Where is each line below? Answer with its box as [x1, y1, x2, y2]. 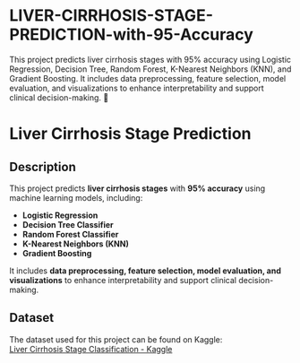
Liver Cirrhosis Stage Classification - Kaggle [9, 343, 173, 354]
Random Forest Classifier [21, 229, 119, 239]
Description [9, 159, 76, 175]
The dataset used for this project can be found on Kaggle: [9, 333, 223, 345]
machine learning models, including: [9, 192, 143, 203]
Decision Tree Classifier [21, 219, 114, 229]
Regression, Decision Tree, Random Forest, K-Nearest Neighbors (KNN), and [9, 64, 292, 74]
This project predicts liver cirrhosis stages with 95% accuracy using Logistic [9, 54, 292, 65]
